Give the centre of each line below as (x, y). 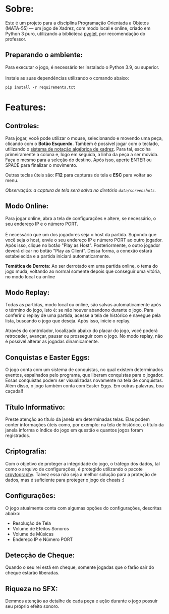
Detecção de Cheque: (40, 555)
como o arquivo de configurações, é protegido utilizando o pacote (74, 469)
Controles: (22, 126)
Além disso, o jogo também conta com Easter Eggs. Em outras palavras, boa (84, 386)
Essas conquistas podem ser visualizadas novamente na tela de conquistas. (84, 380)
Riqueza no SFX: (32, 589)
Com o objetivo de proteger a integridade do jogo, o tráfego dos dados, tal (82, 463)
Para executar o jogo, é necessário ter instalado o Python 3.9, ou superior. (82, 67)
